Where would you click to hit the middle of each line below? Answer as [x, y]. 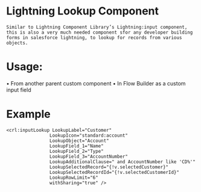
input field [19, 90]
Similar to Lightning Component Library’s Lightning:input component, [97, 27]
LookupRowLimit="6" [74, 178]
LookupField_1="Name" [76, 146]
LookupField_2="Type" [76, 151]
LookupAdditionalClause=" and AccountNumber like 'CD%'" [123, 162]
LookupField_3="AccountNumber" [89, 156]
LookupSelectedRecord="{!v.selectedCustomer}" [109, 167]
